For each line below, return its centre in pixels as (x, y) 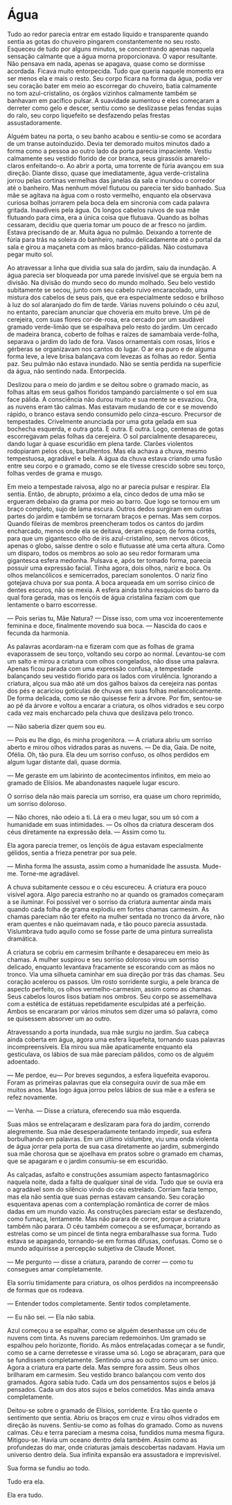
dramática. (23, 939)
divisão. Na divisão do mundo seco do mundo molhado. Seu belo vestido (111, 282)
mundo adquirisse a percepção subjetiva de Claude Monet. (92, 1248)
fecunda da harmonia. (39, 633)
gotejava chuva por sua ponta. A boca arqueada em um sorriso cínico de (111, 582)
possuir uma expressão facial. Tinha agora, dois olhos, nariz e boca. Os (109, 568)
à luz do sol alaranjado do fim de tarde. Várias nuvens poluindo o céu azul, (114, 304)
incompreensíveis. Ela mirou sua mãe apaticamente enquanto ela (100, 1046)
